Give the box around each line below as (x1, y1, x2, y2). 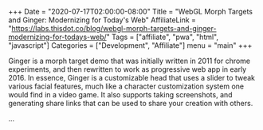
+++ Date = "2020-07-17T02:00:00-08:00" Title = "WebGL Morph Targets (8, 7, 253, 16)
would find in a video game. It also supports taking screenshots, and (8, 90, 233, 99)
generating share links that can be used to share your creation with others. (8, 99, 253, 108)
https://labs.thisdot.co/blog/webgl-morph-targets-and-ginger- (11, 24, 217, 33)
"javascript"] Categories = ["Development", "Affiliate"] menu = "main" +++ (8, 41, 253, 50)
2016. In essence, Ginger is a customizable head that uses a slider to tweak (8, 73, 255, 82)
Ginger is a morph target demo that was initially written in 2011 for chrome (8, 56, 251, 65)
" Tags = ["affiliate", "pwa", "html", (106, 32, 219, 41)
